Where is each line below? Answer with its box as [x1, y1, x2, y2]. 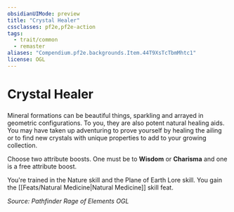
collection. [7, 141, 38, 150]
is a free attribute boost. [7, 162, 77, 171]
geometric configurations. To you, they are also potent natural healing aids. [7, 119, 225, 127]
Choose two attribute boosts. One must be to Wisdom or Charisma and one [7, 154, 228, 163]
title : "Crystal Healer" [7, 17, 80, 24]
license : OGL [7, 56, 46, 63]
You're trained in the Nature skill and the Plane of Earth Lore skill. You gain [7, 175, 223, 184]
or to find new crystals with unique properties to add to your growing [7, 133, 207, 142]
